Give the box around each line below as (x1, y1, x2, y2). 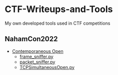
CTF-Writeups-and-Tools (5, 4, 113, 15)
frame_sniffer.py (19, 53, 53, 59)
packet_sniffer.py (19, 59, 55, 65)
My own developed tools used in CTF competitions (5, 20, 110, 26)
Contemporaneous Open (12, 48, 64, 54)
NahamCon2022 (5, 35, 58, 43)
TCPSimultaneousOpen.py (19, 64, 75, 70)
